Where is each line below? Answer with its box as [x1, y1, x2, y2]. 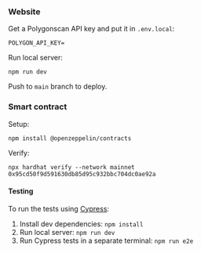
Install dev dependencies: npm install [19, 219, 144, 229]
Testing [8, 186, 34, 196]
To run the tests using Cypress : [8, 204, 110, 213]
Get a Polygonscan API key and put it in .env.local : [8, 24, 175, 34]
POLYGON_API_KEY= [8, 39, 65, 47]
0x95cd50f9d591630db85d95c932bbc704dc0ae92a [8, 170, 156, 178]
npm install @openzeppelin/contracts [8, 134, 132, 143]
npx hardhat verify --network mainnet [8, 163, 135, 171]
